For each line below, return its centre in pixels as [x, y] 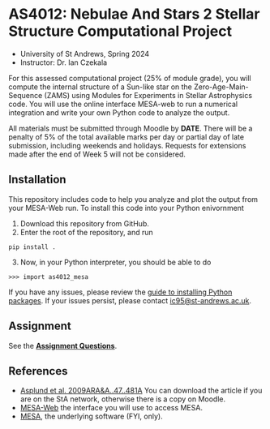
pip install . [32, 247]
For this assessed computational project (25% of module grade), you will [130, 78]
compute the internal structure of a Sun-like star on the [101, 87]
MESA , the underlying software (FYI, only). [92, 416]
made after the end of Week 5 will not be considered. [97, 154]
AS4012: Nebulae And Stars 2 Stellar [134, 14]
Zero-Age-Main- [221, 87]
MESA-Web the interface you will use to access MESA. [111, 408]
